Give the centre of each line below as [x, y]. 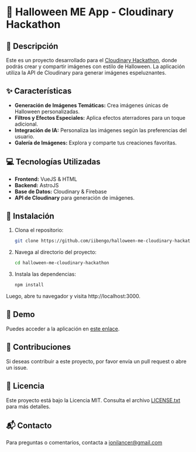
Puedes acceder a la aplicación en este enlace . [63, 329]
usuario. [24, 136]
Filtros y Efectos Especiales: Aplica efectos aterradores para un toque [100, 117]
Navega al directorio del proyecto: [55, 252]
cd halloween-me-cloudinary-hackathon [62, 263]
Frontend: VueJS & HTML [46, 179]
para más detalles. [28, 406]
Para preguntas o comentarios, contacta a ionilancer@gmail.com [84, 443]
